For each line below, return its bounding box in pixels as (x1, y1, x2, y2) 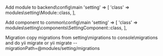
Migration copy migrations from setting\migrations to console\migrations (5, 35, 158, 40)
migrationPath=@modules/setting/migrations (5, 45, 100, 51)
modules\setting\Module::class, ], (5, 10, 76, 16)
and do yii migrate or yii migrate (5, 40, 73, 46)
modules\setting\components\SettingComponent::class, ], (5, 25, 127, 31)
